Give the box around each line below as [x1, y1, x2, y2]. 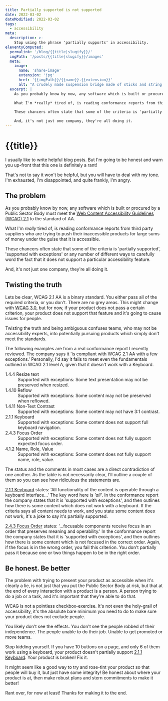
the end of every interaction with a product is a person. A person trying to [5, 588, 157, 594]
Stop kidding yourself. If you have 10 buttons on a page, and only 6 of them [5, 644, 160, 650]
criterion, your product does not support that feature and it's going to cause [5, 310, 161, 316]
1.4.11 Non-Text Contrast [5, 403, 55, 409]
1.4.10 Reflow [5, 387, 32, 393]
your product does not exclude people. [5, 614, 85, 620]
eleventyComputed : [5, 45, 43, 50]
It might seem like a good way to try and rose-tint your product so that [5, 664, 150, 670]
